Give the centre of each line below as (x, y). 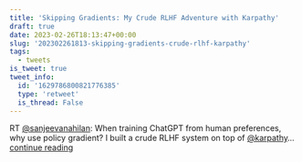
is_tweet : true (38, 69)
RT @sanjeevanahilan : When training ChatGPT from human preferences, (146, 128)
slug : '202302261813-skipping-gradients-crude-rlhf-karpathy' (130, 43)
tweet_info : (32, 77)
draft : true (32, 26)
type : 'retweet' (48, 94)
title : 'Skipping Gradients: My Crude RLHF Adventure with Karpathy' (145, 18)
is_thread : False (51, 102)
